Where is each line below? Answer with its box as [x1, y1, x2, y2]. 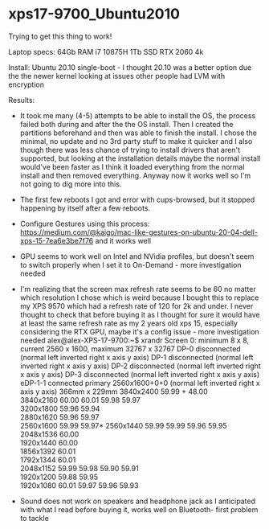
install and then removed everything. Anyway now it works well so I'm [19, 170, 251, 180]
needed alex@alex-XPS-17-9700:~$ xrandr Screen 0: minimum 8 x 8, [19, 335, 250, 345]
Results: [8, 95, 35, 105]
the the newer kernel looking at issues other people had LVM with [8, 71, 226, 80]
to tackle [19, 513, 50, 523]
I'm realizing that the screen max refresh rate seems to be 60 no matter [19, 284, 256, 293]
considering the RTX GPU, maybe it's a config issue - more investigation [19, 326, 259, 336]
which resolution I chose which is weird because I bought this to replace [19, 293, 259, 302]
